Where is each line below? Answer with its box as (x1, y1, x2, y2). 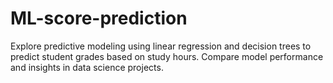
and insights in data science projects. (10, 61, 164, 73)
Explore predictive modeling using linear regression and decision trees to (10, 40, 312, 52)
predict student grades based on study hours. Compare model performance (10, 50, 324, 62)
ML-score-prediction (10, 7, 188, 30)
